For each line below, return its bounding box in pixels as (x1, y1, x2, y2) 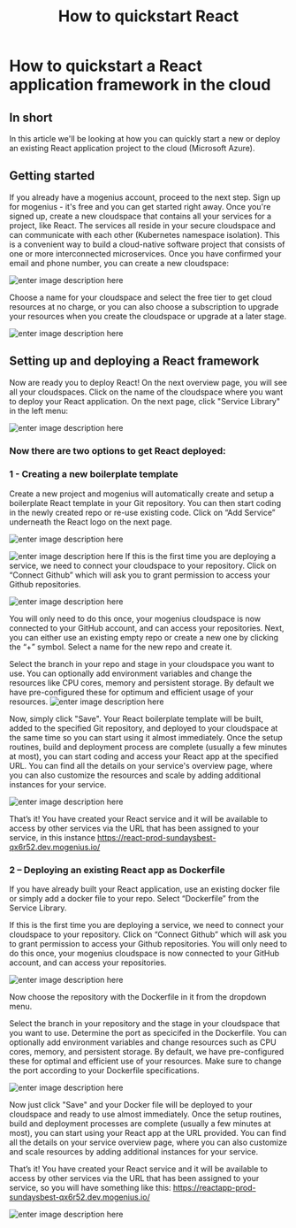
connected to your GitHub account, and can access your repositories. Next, (9, 622, 285, 633)
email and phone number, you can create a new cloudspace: (9, 257, 230, 268)
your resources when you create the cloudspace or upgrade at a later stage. (9, 311, 287, 321)
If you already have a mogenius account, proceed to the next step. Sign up (9, 192, 281, 203)
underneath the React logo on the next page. (9, 516, 172, 527)
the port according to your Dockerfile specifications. (9, 1065, 200, 1076)
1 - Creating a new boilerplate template (9, 468, 178, 480)
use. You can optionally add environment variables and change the (9, 668, 253, 679)
